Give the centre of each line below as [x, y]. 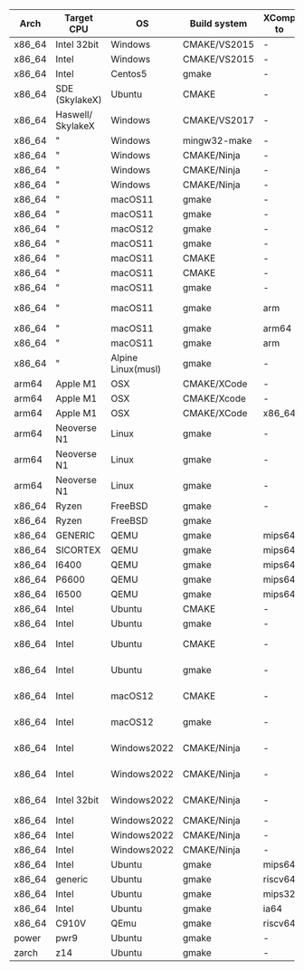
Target [79, 18]
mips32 [279, 894]
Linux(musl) [136, 369]
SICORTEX [78, 550]
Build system [218, 24]
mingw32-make [217, 141]
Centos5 [129, 74]
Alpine [124, 358]
